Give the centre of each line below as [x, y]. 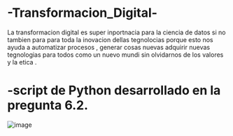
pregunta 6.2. [48, 106]
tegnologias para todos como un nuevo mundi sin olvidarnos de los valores [115, 55]
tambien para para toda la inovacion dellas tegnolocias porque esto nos [110, 39]
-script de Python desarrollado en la [114, 91]
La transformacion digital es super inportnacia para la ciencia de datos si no [116, 32]
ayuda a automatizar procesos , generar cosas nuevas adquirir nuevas [109, 47]
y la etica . [22, 62]
